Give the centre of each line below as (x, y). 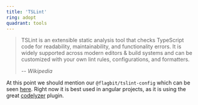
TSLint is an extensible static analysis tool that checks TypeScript (102, 40)
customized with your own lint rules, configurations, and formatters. (105, 59)
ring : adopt (21, 17)
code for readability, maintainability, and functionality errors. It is (101, 46)
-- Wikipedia (37, 71)
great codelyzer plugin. (35, 96)
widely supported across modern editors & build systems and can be (107, 53)
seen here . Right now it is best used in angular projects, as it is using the (96, 89)
